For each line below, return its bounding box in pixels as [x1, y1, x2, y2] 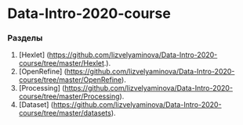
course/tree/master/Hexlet [18, 59, 105, 68]
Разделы [7, 33, 43, 44]
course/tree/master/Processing [18, 91, 120, 102]
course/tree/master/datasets [18, 109, 111, 118]
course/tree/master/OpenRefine [18, 75, 122, 84]
